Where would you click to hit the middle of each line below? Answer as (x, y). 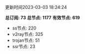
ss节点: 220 (24, 28)
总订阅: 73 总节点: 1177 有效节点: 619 (42, 18)
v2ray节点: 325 (28, 34)
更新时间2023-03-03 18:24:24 (36, 7)
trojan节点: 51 (26, 40)
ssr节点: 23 (24, 46)
